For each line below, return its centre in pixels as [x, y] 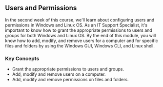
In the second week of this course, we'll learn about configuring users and [80, 20]
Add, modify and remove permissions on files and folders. [70, 80]
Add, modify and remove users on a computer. [59, 74]
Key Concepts [22, 58]
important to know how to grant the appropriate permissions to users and [79, 30]
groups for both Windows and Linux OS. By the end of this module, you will [81, 35]
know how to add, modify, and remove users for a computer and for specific [82, 41]
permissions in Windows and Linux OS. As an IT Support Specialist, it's [76, 25]
